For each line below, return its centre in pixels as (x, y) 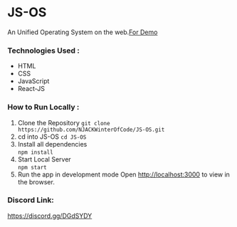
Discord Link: (31, 200)
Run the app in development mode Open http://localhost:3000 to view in (123, 174)
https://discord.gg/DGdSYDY (50, 216)
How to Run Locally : (43, 107)
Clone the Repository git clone (64, 122)
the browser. (36, 181)
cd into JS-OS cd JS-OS (52, 137)
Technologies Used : (43, 51)
